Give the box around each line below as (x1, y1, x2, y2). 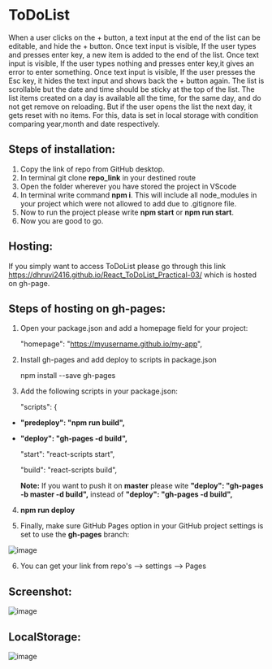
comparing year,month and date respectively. (8, 119, 161, 128)
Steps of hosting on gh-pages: (8, 302, 166, 315)
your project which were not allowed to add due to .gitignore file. (19, 198, 237, 208)
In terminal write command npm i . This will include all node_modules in (19, 189, 257, 200)
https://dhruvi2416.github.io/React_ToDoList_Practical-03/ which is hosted (8, 270, 257, 280)
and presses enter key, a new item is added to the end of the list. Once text (8, 50, 260, 59)
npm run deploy (19, 506, 76, 515)
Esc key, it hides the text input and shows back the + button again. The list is (8, 76, 265, 85)
